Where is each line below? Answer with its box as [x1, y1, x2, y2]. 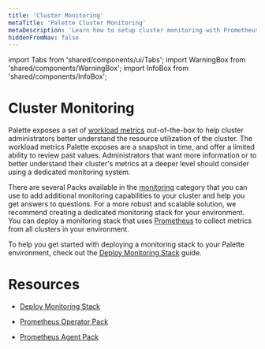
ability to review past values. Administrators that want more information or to [8, 150, 257, 160]
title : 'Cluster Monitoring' [8, 11, 104, 20]
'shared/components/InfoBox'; [8, 72, 108, 81]
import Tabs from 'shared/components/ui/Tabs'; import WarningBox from [8, 55, 246, 65]
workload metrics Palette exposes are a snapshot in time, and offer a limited [8, 143, 255, 152]
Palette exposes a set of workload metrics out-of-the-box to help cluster [8, 125, 244, 135]
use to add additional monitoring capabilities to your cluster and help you [8, 191, 245, 201]
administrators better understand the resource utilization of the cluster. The [8, 134, 253, 143]
